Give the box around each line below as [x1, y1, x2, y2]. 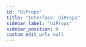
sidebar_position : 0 [6, 26, 59, 32]
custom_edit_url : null [6, 32, 64, 38]
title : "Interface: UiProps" [6, 15, 81, 21]
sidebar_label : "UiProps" [6, 20, 72, 26]
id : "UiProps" [6, 9, 43, 15]
